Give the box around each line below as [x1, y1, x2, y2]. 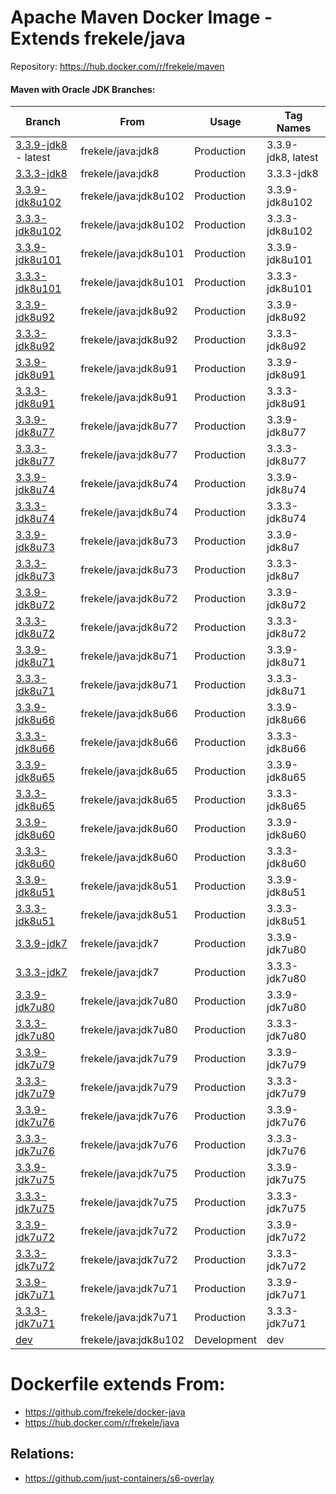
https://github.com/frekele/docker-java [24, 1406, 186, 1418]
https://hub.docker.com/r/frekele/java [24, 1417, 180, 1429]
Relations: [10, 1446, 75, 1463]
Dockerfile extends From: [10, 1373, 226, 1396]
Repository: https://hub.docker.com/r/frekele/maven [10, 60, 225, 72]
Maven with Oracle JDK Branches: [10, 83, 156, 95]
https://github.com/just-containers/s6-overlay [24, 1472, 215, 1484]
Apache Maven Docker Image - [10, 6, 273, 29]
